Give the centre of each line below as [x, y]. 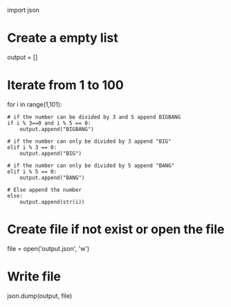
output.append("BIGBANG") [57, 129]
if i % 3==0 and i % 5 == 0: [49, 123]
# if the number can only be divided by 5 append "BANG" [91, 166]
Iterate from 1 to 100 [66, 85]
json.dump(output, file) [40, 296]
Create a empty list [63, 38]
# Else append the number [44, 190]
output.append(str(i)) [52, 202]
